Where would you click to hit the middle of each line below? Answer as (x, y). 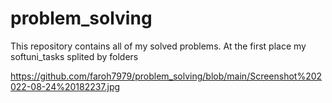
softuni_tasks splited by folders (74, 56)
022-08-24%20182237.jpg (65, 86)
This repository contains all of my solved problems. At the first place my (158, 46)
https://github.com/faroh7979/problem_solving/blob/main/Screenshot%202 (166, 76)
